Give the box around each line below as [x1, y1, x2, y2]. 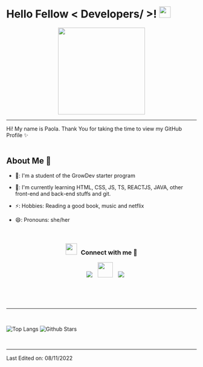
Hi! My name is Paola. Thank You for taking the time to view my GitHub [6, 125, 182, 132]
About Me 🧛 [6, 156, 51, 166]
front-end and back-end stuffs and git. [14, 190, 111, 197]
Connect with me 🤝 [80, 248, 138, 256]
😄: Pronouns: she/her [14, 216, 70, 223]
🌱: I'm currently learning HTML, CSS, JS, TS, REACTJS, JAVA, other [14, 183, 183, 190]
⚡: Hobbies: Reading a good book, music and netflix [14, 202, 144, 209]
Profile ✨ [6, 131, 28, 138]
